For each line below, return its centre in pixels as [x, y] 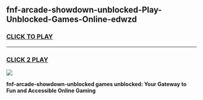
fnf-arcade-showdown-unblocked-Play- [84, 10]
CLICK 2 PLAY [27, 59]
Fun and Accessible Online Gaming [51, 90]
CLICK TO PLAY [30, 37]
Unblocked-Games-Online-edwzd [72, 20]
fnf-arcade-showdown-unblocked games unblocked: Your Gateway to [96, 84]
